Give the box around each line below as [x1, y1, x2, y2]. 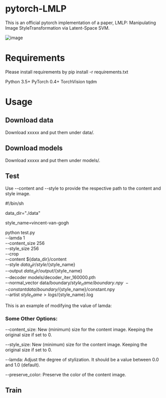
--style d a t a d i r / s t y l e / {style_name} [5, 261, 76, 269]
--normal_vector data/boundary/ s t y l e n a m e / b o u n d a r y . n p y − [5, 280, 129, 287]
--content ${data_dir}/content [5, 256, 67, 262]
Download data [5, 116, 54, 124]
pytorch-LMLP [5, 3, 67, 15]
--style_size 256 [5, 245, 39, 251]
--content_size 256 [5, 240, 45, 246]
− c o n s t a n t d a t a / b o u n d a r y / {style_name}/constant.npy [5, 286, 115, 292]
